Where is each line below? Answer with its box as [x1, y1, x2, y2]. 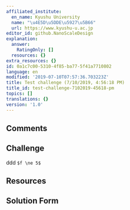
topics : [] [6, 91, 33, 96]
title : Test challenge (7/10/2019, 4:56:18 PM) [6, 80, 125, 86]
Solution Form [6, 196, 59, 206]
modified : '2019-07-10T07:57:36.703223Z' [6, 74, 109, 80]
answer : [11, 42, 31, 48]
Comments [6, 123, 48, 133]
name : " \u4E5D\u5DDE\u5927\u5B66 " [11, 19, 96, 25]
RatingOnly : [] [16, 47, 54, 53]
